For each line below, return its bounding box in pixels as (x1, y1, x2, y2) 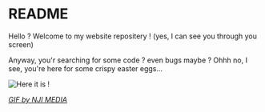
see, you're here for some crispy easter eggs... (8, 63, 163, 73)
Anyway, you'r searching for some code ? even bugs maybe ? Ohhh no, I (8, 55, 248, 65)
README (8, 5, 69, 23)
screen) (8, 39, 34, 49)
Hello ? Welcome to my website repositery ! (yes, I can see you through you (8, 31, 258, 41)
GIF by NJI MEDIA (8, 94, 68, 104)
